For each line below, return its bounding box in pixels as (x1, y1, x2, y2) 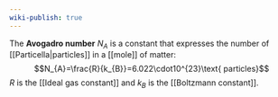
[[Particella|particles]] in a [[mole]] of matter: (9, 49, 176, 60)
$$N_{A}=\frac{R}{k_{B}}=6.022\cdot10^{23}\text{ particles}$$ (33, 64, 270, 75)
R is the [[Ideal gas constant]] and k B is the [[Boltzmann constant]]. (9, 77, 259, 91)
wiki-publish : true (9, 13, 83, 22)
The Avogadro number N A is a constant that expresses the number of (9, 38, 270, 50)
